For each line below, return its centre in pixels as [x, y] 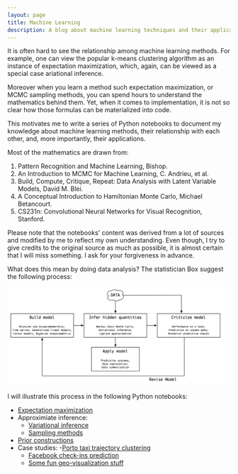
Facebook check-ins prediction [73, 456]
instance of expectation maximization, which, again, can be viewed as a [112, 66]
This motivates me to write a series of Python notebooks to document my [114, 123]
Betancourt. [35, 204]
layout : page [27, 15]
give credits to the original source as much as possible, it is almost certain [115, 248]
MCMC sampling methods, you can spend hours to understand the [104, 95]
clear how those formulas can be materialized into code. [89, 110]
